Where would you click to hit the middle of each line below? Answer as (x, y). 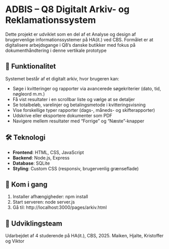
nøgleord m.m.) (29, 94)
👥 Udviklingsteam (34, 223)
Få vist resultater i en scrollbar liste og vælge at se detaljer (74, 99)
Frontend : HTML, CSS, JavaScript (48, 152)
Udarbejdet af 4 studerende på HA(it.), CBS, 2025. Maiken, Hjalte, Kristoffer (84, 236)
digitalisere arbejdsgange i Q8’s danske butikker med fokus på (71, 45)
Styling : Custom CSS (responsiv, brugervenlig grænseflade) (76, 168)
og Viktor (15, 241)
